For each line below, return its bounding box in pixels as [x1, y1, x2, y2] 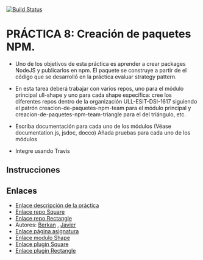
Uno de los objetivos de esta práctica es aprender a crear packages [15, 60, 186, 67]
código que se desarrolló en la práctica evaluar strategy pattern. [15, 73, 177, 80]
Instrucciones [6, 165, 60, 175]
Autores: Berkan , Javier [15, 221, 76, 228]
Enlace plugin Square [15, 241, 69, 248]
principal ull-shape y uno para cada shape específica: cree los [15, 91, 173, 99]
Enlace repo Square [15, 208, 65, 216]
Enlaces [6, 186, 38, 196]
